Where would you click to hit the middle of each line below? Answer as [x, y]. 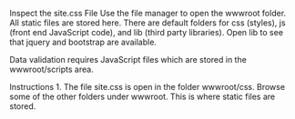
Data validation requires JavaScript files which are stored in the [128, 59]
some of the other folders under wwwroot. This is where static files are [142, 96]
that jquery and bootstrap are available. [83, 42]
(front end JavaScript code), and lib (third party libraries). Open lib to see [147, 32]
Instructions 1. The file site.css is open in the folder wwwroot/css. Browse [147, 87]
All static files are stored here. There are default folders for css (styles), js [147, 23]
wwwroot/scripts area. [51, 69]
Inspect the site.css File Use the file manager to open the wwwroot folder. [148, 13]
